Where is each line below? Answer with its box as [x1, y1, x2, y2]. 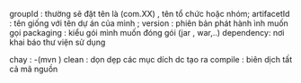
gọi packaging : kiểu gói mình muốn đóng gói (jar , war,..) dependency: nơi [9, 28, 285, 37]
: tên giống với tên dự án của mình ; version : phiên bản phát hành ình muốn [9, 18, 289, 29]
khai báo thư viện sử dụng [9, 37, 106, 47]
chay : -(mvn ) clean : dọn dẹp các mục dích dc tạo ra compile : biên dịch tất [9, 54, 293, 64]
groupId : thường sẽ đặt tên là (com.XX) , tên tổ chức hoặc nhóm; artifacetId [9, 9, 290, 19]
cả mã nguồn [9, 63, 58, 74]
